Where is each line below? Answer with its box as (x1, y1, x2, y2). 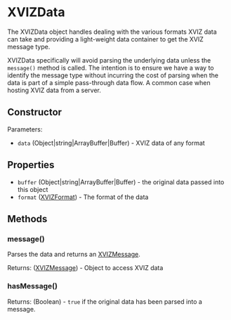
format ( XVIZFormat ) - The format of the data (17, 193, 149, 201)
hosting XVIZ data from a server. (7, 86, 102, 94)
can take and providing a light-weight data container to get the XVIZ (7, 34, 204, 43)
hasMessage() (7, 281, 58, 291)
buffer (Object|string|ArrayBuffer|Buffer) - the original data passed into (17, 177, 225, 186)
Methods (7, 212, 48, 225)
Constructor (7, 106, 62, 118)
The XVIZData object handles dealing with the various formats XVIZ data (7, 27, 218, 36)
